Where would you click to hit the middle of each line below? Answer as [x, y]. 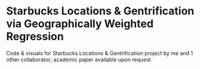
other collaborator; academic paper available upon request [79, 59]
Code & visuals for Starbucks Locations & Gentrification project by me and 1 [100, 53]
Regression [35, 37]
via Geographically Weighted [80, 24]
